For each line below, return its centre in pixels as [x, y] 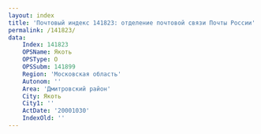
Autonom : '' [42, 81]
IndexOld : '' [44, 118]
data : [17, 37]
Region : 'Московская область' [72, 74]
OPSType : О [40, 60]
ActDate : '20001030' [56, 111]
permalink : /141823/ [42, 30]
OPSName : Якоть [47, 52]
